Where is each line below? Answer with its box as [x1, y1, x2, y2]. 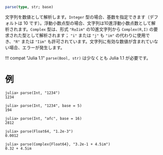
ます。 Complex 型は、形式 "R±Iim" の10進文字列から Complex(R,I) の [18, 26, 154, 32]
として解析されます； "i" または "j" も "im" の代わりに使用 [26, 32, 146, 38]
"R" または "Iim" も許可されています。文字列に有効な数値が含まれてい [13, 38, 154, 44]
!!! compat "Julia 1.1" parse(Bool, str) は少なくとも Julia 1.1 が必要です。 [5, 55, 151, 61]
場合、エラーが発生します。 [9, 44, 65, 50]
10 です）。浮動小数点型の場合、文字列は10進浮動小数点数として [23, 20, 152, 26]
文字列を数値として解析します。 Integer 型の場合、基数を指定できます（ [5, 14, 150, 20]
